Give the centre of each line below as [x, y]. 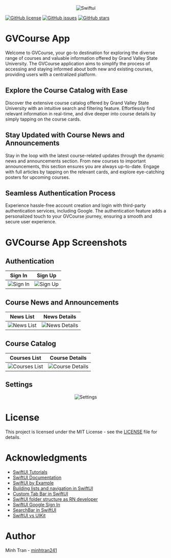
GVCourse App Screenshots [66, 242]
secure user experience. [31, 222]
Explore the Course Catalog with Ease [66, 91]
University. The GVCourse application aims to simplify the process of [78, 63]
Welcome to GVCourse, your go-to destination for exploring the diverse [80, 53]
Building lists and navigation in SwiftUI [53, 488]
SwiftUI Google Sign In [36, 504]
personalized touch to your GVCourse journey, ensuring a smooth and [79, 216]
